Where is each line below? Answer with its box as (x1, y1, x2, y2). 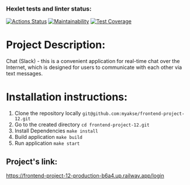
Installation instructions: (6, 90, 127, 104)
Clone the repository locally (14, 110, 81, 117)
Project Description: (6, 39, 106, 51)
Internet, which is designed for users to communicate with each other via (6, 64, 182, 71)
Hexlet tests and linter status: (6, 5, 92, 13)
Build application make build (14, 134, 83, 141)
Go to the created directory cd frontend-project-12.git (14, 121, 150, 128)
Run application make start (14, 139, 80, 147)
